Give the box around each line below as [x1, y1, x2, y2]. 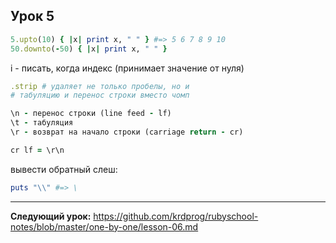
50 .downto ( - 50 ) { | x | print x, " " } [10, 44, 168, 54]
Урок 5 [10, 8, 55, 25]
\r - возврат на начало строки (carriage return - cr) [10, 127, 244, 138]
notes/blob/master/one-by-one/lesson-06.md [10, 220, 199, 233]
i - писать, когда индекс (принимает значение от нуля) [10, 62, 245, 74]
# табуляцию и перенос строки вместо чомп [10, 90, 190, 101]
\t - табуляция [10, 118, 74, 128]
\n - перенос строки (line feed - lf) [10, 109, 172, 119]
